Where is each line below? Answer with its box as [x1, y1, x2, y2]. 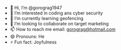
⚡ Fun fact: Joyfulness [10, 39, 57, 45]
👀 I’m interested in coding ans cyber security [10, 10, 103, 16]
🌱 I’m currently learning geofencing [10, 15, 84, 21]
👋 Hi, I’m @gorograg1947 [10, 5, 62, 10]
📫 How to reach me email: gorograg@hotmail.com [10, 26, 116, 32]
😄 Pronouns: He [10, 33, 44, 39]
